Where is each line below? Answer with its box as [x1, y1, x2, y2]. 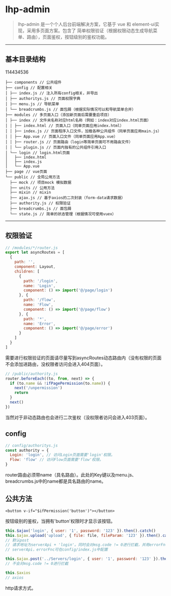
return [14, 390, 28, 395]
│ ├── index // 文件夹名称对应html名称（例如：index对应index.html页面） [5, 117, 151, 123]
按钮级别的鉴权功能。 [64, 34, 109, 40]
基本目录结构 [5, 55, 46, 64]
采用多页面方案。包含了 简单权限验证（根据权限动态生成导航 [26, 27, 153, 34]
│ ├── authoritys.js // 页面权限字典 [5, 96, 80, 101]
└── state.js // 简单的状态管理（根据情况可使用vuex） [10, 211, 116, 216]
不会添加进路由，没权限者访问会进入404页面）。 [5, 361, 105, 367]
